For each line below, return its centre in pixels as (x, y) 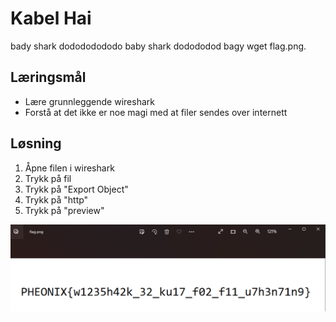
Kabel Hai (51, 18)
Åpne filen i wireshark (69, 168)
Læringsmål (48, 77)
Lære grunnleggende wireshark (89, 101)
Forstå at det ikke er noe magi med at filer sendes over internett (156, 112)
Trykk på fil (48, 178)
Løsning (36, 143)
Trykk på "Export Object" (76, 189)
